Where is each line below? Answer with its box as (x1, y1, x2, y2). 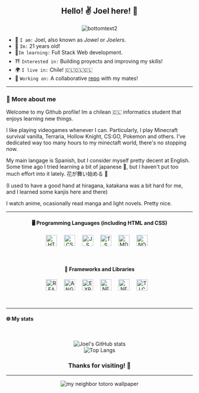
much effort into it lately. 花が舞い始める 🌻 (6, 170, 108, 178)
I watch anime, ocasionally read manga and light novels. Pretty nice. (6, 200, 172, 207)
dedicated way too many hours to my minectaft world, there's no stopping (6, 139, 187, 146)
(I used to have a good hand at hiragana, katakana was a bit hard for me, (6, 182, 183, 189)
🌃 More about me (6, 95, 56, 103)
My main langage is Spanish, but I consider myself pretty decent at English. (6, 157, 190, 164)
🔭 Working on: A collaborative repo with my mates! (14, 75, 138, 82)
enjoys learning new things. (6, 115, 73, 123)
